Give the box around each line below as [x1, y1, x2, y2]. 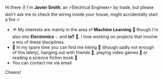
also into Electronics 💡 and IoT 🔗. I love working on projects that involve [12, 34, 158, 39]
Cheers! [5, 69, 21, 75]
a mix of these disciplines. [12, 39, 65, 45]
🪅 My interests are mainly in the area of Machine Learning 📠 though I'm [12, 27, 159, 32]
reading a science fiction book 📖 [12, 55, 78, 60]
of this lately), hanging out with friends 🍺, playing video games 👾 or [12, 50, 148, 55]
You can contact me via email [12, 60, 72, 65]
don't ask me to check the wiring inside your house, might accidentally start [5, 12, 158, 17]
